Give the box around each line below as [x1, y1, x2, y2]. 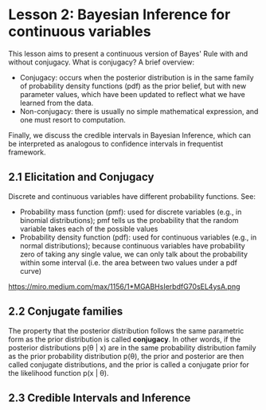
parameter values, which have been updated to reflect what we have [19, 89, 245, 99]
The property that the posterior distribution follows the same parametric [8, 326, 244, 335]
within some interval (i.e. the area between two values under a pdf [19, 257, 237, 267]
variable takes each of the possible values [19, 224, 158, 233]
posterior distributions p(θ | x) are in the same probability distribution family [8, 342, 256, 352]
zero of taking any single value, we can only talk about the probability [19, 249, 248, 259]
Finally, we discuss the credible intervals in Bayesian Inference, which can [8, 130, 252, 140]
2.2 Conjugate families [8, 305, 123, 318]
